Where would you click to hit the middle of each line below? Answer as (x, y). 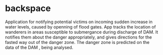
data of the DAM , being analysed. (39, 47)
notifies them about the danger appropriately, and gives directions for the (79, 37)
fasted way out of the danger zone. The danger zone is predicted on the (77, 42)
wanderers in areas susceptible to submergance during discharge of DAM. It (81, 32)
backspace (28, 8)
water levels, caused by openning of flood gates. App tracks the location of (81, 27)
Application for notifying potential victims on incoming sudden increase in (79, 22)
